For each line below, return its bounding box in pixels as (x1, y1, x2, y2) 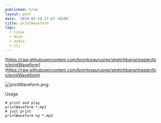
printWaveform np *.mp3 (5, 113, 53, 118)
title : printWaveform (5, 20, 49, 26)
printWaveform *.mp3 (5, 105, 47, 109)
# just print (5, 109, 32, 114)
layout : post (5, 12, 32, 17)
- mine (9, 35, 23, 39)
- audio (9, 39, 25, 44)
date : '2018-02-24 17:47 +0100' (5, 16, 70, 21)
